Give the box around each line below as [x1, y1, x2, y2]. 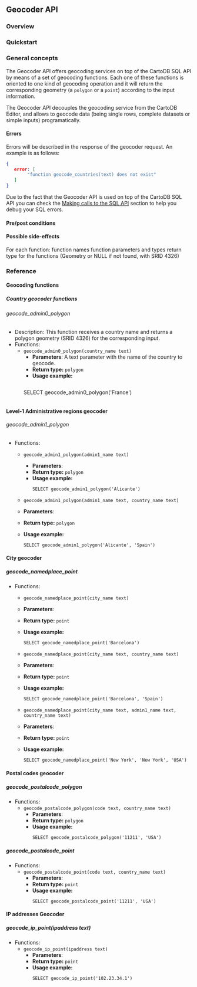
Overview [6, 22, 35, 31]
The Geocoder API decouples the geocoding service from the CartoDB [6, 104, 178, 111]
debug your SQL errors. [6, 206, 64, 213]
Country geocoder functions [6, 295, 78, 303]
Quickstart [6, 38, 38, 47]
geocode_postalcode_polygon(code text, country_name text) [23, 805, 172, 811]
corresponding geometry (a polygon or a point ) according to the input [6, 86, 175, 93]
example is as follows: [6, 149, 60, 156]
